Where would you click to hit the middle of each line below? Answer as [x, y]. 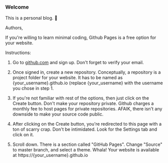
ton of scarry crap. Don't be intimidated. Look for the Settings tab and [85, 129]
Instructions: [18, 53]
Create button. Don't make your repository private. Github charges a [83, 103]
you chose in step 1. [33, 88]
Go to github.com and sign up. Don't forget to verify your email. [78, 63]
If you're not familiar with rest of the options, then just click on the [81, 98]
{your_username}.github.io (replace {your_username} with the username [88, 83]
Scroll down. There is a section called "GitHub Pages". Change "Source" [87, 144]
